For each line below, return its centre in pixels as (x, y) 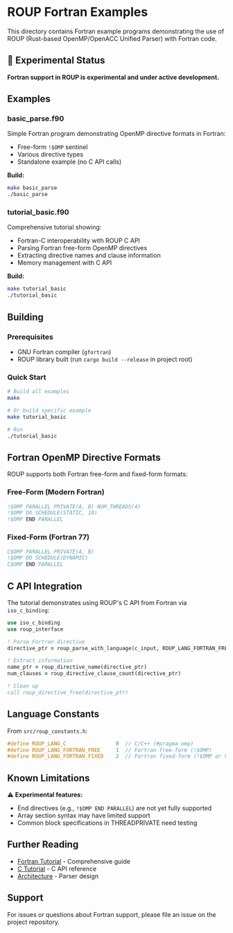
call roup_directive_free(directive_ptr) (68, 692)
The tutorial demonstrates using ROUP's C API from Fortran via (97, 602)
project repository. (34, 922)
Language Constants (53, 714)
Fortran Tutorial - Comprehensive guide (74, 861)
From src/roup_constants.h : (48, 731)
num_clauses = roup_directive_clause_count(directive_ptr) (94, 674)
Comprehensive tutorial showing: (54, 227)
